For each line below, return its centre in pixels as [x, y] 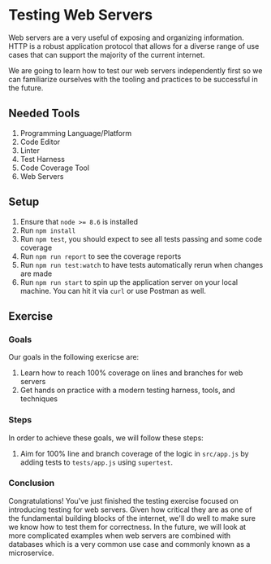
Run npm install [48, 230]
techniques [39, 399]
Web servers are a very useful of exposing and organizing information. [127, 37]
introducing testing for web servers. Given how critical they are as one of [130, 509]
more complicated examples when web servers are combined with [120, 536]
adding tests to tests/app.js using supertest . [96, 462]
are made [36, 273]
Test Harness [42, 159]
